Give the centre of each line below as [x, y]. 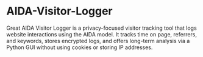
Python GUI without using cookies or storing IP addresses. [80, 47]
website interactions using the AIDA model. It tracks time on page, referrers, [101, 34]
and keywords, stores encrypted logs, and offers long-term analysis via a [98, 41]
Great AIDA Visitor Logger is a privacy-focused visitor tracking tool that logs [101, 28]
